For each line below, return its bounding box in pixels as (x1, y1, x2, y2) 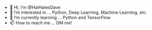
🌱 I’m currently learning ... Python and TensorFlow (9, 15, 111, 20)
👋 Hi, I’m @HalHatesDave (9, 5, 61, 10)
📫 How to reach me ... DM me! (9, 20, 72, 26)
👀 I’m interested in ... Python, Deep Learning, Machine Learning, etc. (9, 10, 148, 15)
